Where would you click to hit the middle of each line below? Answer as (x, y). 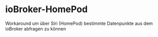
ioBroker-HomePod (46, 9)
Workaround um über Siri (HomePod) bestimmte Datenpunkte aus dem (79, 23)
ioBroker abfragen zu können (36, 28)
